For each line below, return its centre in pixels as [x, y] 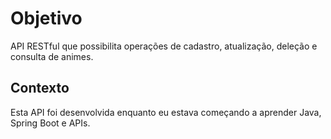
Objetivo [46, 18]
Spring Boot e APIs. [50, 123]
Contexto [40, 88]
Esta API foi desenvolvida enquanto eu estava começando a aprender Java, [166, 112]
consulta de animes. [52, 56]
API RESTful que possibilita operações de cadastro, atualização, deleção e [164, 46]
